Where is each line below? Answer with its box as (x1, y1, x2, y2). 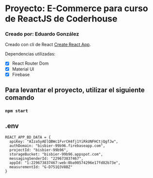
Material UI (12, 66, 34, 72)
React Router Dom (12, 60, 49, 66)
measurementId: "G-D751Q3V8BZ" (9, 164, 73, 169)
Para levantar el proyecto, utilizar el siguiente (5, 86, 145, 94)
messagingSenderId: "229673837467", (9, 156, 84, 161)
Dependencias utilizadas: (5, 51, 56, 57)
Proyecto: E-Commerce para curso (5, 3, 148, 14)
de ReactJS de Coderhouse (5, 13, 118, 24)
